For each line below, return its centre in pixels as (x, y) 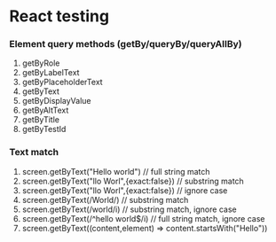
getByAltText (45, 110)
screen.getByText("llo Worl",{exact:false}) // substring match (133, 181)
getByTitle (41, 120)
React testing (59, 16)
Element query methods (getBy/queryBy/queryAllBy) (126, 44)
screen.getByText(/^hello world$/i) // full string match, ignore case (143, 218)
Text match (34, 152)
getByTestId (44, 129)
